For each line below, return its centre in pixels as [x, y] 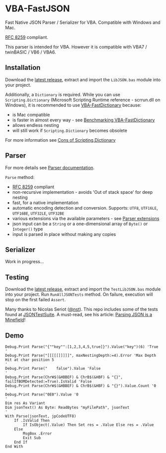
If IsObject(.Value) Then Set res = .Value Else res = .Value [88, 425]
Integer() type [28, 229]
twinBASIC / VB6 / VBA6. [30, 52]
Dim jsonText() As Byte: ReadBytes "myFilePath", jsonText [67, 407]
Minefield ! [15, 320]
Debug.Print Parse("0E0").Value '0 [42, 395]
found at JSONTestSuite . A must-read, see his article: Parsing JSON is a [79, 315]
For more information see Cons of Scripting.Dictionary [60, 140]
